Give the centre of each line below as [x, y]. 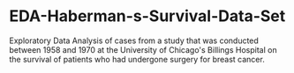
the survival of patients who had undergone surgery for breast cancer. [137, 59]
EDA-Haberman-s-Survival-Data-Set [147, 16]
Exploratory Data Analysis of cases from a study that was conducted [134, 40]
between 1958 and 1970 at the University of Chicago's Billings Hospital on [143, 49]
